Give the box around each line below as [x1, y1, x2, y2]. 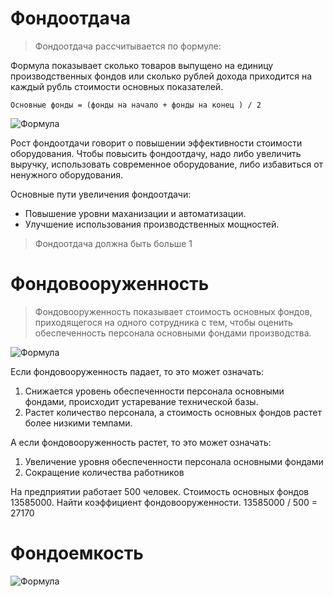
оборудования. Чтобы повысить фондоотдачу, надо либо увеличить [10, 147, 302, 159]
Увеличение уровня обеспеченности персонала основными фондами [24, 455, 324, 467]
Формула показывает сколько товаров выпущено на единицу [10, 59, 274, 71]
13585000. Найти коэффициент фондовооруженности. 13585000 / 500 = [10, 496, 318, 508]
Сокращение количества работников [24, 466, 185, 478]
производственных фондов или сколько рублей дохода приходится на [10, 70, 313, 82]
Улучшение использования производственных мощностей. [24, 218, 280, 230]
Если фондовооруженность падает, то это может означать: [10, 365, 265, 377]
